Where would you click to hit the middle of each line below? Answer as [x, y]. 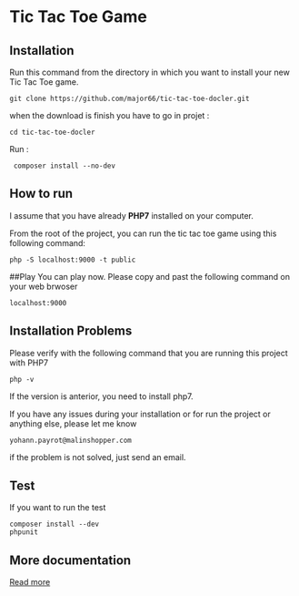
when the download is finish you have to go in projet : [110, 115]
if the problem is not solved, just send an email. [98, 457]
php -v [22, 379]
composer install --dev [55, 524]
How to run [41, 194]
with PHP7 [29, 363]
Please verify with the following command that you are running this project [149, 353]
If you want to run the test [58, 508]
